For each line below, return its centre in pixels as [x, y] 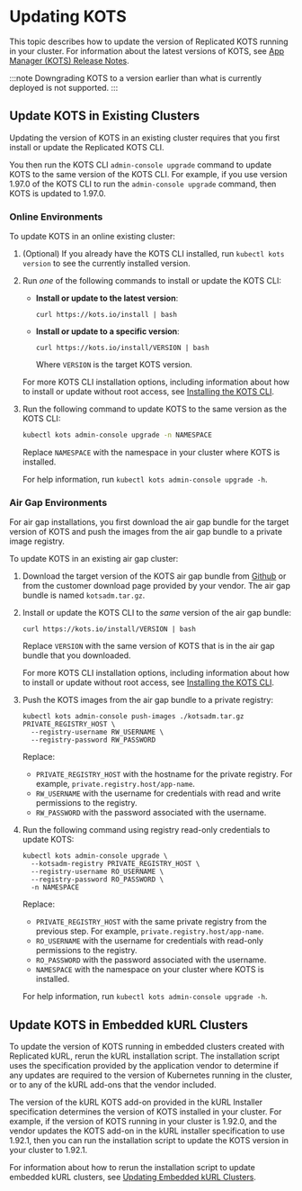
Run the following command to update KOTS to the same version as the [155, 409]
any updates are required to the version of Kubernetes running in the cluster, [151, 1075]
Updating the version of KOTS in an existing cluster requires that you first [145, 138]
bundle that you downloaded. [76, 655]
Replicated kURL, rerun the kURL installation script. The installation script [145, 1056]
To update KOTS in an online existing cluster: [92, 237]
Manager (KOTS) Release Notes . [69, 60]
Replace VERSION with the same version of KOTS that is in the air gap [149, 646]
